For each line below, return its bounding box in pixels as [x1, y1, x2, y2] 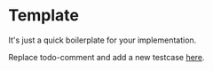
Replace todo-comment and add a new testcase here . [8, 51, 205, 62]
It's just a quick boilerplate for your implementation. [8, 35, 197, 45]
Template [8, 5, 79, 26]
